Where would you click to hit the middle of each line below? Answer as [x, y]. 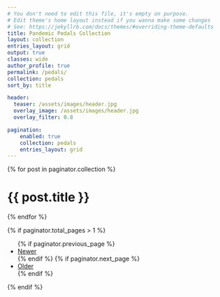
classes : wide [28, 59]
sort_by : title [29, 85]
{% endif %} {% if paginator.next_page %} [79, 259]
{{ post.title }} [49, 197]
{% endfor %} [27, 217]
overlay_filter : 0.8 [43, 117]
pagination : [24, 130]
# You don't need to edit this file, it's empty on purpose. [98, 14]
